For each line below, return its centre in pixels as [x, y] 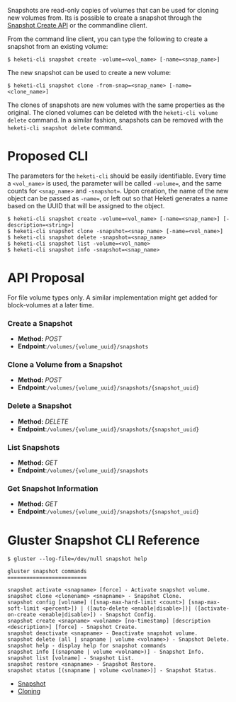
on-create [22, 615]
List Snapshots [34, 447]
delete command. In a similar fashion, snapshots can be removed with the [115, 120]
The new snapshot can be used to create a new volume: [89, 73]
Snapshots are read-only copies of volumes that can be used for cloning [113, 10]
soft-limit [23, 608]
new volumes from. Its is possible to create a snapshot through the [105, 18]
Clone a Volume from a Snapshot [65, 365]
